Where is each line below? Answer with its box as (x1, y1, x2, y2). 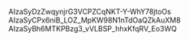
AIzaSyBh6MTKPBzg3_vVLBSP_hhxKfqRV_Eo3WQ (8, 24, 177, 33)
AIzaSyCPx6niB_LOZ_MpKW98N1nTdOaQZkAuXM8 (8, 15, 181, 25)
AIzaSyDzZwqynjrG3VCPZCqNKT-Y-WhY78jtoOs (8, 7, 172, 16)
